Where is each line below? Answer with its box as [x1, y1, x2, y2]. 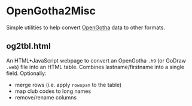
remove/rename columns [14, 93, 77, 101]
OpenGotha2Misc [6, 4, 96, 18]
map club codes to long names [14, 88, 92, 95]
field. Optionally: [6, 70, 47, 77]
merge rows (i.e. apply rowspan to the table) [14, 81, 122, 88]
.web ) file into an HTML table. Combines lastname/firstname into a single [6, 63, 184, 70]
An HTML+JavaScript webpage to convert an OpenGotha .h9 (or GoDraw [6, 57, 187, 64]
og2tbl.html [6, 41, 51, 51]
